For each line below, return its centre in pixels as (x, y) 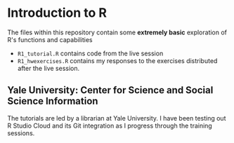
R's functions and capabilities (50, 39)
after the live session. (48, 68)
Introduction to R (57, 13)
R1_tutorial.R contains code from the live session (90, 53)
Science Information (53, 101)
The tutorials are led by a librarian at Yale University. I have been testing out (117, 118)
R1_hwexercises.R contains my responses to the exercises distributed (117, 60)
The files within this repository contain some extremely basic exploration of (117, 32)
